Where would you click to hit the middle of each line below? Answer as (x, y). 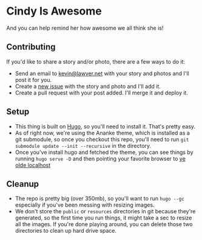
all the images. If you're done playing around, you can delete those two (104, 224)
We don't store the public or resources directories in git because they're (105, 212)
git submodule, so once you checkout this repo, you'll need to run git (102, 139)
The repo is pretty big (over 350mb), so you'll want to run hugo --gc (100, 199)
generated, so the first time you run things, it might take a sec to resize (103, 218)
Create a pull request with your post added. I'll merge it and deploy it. (101, 93)
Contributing (31, 47)
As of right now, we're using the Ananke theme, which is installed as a (102, 133)
